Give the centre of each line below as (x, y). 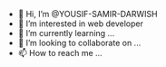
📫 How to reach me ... (60, 53)
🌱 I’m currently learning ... (66, 33)
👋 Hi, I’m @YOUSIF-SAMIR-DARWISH (88, 14)
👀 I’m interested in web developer (80, 24)
